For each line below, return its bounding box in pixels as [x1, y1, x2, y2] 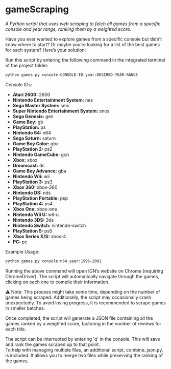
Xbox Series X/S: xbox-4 [12, 233, 66, 239]
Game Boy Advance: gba [12, 168, 66, 174]
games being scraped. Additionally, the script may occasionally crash [5, 294, 152, 300]
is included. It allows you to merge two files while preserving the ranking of [5, 352, 163, 358]
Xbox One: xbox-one [12, 206, 58, 212]
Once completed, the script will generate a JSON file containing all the [5, 315, 153, 321]
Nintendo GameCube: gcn [12, 151, 69, 158]
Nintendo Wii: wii [12, 173, 50, 179]
